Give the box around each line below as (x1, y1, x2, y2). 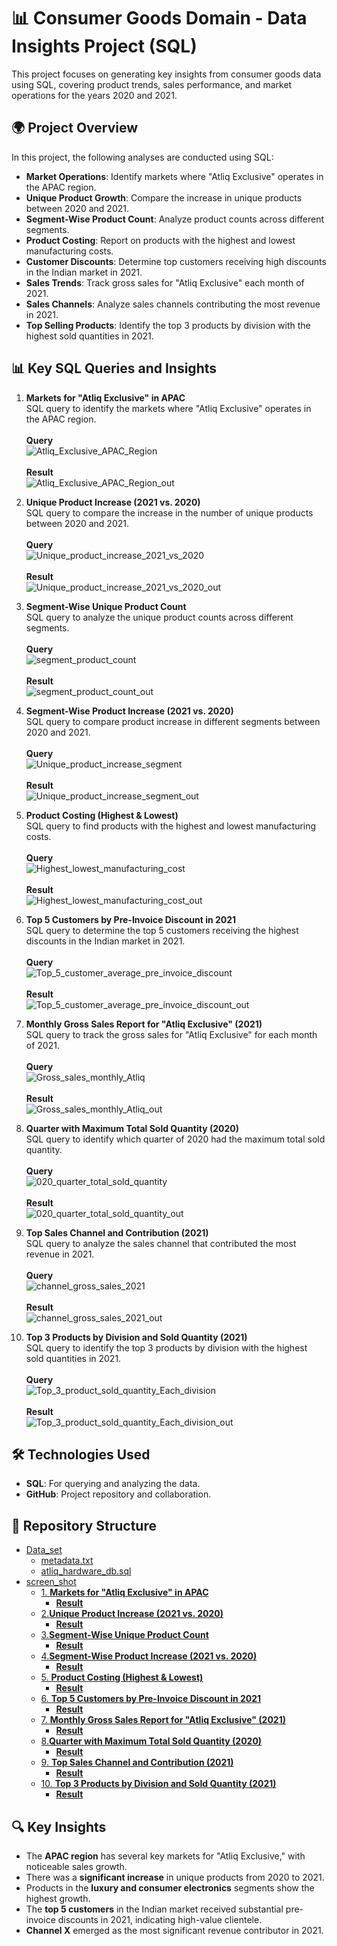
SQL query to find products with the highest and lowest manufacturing (25, 820, 317, 832)
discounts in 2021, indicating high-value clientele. (57, 1914, 263, 1925)
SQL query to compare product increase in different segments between (25, 715, 321, 727)
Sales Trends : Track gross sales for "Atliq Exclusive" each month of (25, 276, 305, 289)
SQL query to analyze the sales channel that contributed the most (25, 1237, 297, 1249)
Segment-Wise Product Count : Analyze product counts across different (25, 213, 325, 225)
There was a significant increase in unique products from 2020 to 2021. (25, 1871, 325, 1883)
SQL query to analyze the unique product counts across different (25, 611, 294, 623)
